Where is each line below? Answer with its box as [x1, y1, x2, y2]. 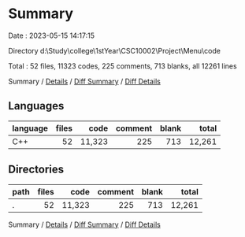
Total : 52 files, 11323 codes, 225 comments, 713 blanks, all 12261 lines [8, 61, 238, 71]
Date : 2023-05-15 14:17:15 [8, 31, 95, 40]
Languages [8, 99, 65, 113]
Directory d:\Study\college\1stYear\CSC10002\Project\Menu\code [8, 46, 221, 55]
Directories [8, 163, 65, 176]
